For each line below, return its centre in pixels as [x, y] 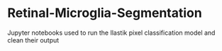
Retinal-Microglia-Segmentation [105, 13]
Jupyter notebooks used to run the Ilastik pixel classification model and [111, 33]
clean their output [33, 40]
